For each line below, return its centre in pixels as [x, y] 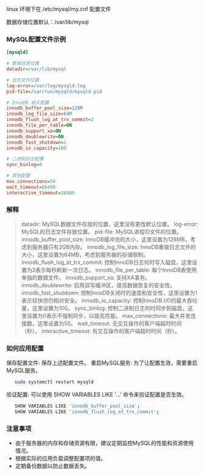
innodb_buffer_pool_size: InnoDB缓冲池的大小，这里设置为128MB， [106, 239]
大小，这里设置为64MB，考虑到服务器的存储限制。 [85, 254]
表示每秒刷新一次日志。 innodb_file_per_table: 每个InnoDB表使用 [116, 270]
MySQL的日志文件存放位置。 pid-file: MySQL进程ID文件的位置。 [102, 232]
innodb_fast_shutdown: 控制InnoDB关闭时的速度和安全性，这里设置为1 [109, 293]
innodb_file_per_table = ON [39, 125]
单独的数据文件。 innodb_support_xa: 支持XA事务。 [86, 278]
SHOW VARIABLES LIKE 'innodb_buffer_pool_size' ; [77, 406]
